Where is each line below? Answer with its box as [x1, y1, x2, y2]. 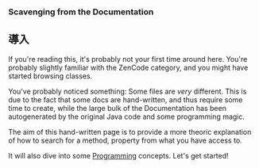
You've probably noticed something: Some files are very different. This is [8, 86, 247, 96]
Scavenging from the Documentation [8, 6, 154, 17]
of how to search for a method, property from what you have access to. [8, 136, 242, 145]
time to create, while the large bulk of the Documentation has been [8, 103, 226, 113]
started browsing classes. [8, 71, 93, 81]
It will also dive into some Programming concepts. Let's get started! [8, 151, 229, 160]
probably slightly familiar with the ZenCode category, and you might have [8, 63, 249, 72]
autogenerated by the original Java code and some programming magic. [8, 112, 245, 121]
